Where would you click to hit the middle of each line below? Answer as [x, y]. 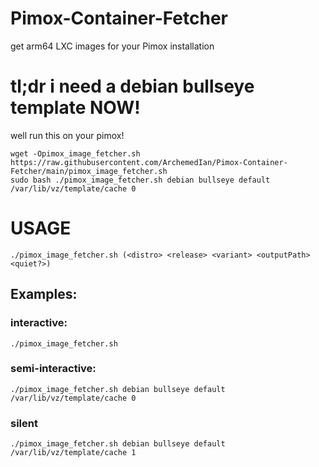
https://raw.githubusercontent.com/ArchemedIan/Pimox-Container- [149, 162]
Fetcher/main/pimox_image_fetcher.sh [89, 171]
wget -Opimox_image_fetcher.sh [75, 153]
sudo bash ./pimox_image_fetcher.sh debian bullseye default [140, 180]
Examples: [44, 294]
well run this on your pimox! [67, 135]
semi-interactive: [53, 369]
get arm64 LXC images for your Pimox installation [112, 46]
